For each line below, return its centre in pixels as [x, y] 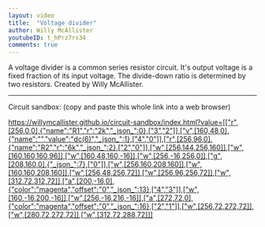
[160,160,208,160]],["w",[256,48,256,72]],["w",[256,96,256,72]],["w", [119, 173]
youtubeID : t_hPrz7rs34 [47, 38]
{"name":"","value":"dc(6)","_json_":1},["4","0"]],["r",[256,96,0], [110, 139]
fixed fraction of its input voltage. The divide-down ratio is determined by [127, 76]
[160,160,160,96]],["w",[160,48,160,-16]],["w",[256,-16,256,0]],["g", [115, 156]
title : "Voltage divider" [52, 23]
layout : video [32, 15]
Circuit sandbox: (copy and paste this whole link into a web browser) [119, 107]
